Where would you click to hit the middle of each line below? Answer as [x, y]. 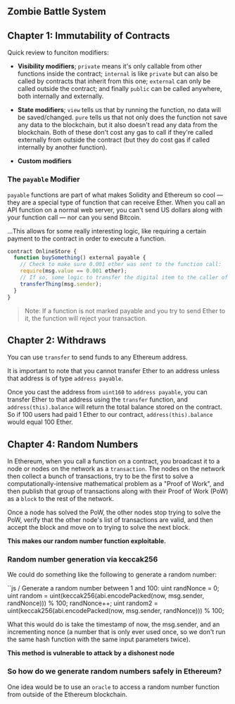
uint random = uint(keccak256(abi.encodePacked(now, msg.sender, [106, 596]
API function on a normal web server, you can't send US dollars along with [115, 210]
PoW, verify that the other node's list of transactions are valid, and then [110, 520]
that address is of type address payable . [65, 378]
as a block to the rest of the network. [61, 499]
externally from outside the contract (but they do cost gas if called [113, 140]
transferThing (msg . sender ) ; [61, 284]
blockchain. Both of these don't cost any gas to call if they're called [115, 133]
